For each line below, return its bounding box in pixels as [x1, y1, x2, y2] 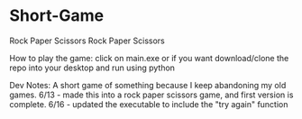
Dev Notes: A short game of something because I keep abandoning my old [9, 79, 287, 90]
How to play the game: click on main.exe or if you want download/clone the [9, 52, 289, 63]
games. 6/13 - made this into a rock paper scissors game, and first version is [9, 89, 294, 100]
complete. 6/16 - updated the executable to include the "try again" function [9, 98, 288, 109]
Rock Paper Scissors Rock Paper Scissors [9, 35, 165, 46]
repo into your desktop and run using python [9, 62, 176, 73]
